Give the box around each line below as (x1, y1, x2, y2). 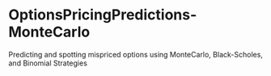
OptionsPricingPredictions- (8, 6, 197, 24)
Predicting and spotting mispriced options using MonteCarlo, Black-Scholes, (8, 49, 263, 59)
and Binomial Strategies (8, 58, 87, 68)
